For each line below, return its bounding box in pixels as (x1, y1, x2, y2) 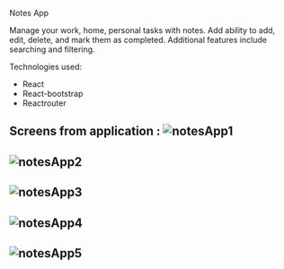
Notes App (9, 8, 49, 18)
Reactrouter (22, 98, 67, 108)
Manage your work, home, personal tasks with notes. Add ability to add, (9, 25, 276, 35)
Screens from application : (9, 124, 161, 139)
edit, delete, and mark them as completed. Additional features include (9, 35, 268, 45)
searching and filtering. (9, 44, 96, 55)
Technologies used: (9, 62, 83, 72)
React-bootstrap (22, 89, 84, 99)
